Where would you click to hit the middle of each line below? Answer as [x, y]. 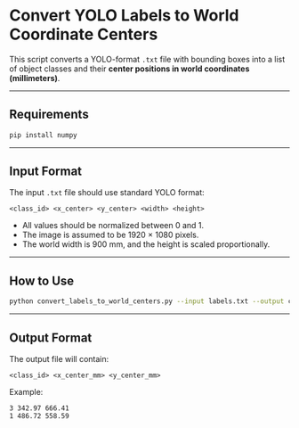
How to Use [42, 280]
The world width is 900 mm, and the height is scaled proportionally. [146, 244]
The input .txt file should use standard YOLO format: [107, 193]
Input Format [46, 172]
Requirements [49, 115]
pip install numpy [43, 135]
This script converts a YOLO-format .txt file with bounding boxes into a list [147, 59]
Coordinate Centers [84, 34]
